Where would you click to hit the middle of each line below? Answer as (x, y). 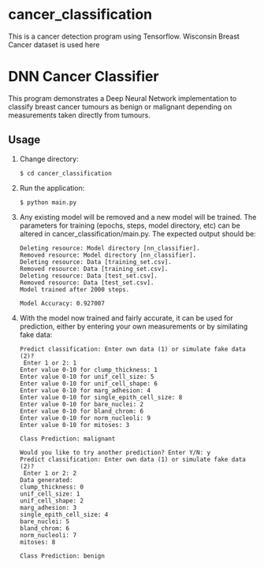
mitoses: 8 (37, 542)
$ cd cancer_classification (65, 173)
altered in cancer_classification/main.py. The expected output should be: (138, 233)
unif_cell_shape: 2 (52, 501)
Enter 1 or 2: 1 (50, 363)
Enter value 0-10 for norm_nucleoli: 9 (85, 418)
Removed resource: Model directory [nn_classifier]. (108, 255)
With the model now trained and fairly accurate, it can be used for (126, 317)
